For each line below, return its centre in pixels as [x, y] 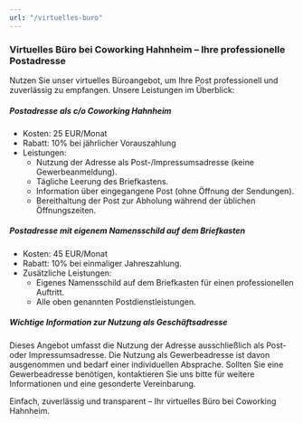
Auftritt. [50, 292]
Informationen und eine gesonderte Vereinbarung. [103, 383]
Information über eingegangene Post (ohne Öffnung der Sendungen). [165, 191]
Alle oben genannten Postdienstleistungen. [116, 301]
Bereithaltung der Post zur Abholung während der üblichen [146, 201]
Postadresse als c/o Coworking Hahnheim [90, 110]
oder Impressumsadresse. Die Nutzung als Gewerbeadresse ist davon [140, 354]
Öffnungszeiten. [66, 210]
